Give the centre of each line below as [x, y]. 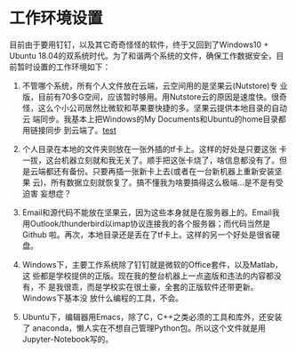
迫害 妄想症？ [47, 193]
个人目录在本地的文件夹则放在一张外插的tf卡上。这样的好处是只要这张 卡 [154, 148]
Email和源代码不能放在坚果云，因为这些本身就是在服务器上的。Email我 [151, 212]
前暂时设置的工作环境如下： [60, 67]
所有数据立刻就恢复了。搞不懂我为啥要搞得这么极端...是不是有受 [167, 182]
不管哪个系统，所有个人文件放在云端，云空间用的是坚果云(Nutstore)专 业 [155, 85]
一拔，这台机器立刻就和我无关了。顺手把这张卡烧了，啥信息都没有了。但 [154, 160]
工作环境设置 [56, 18]
